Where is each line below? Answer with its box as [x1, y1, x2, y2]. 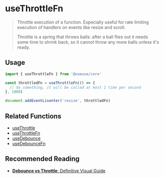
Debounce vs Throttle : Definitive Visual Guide [12, 168, 106, 174]
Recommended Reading [5, 155, 80, 163]
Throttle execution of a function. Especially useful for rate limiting [17, 19, 149, 25]
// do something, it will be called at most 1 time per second [9, 85, 141, 90]
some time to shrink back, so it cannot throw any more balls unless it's [17, 39, 159, 45]
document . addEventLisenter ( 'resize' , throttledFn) [5, 99, 111, 103]
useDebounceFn [12, 140, 46, 146]
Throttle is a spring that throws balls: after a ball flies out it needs [17, 34, 148, 40]
